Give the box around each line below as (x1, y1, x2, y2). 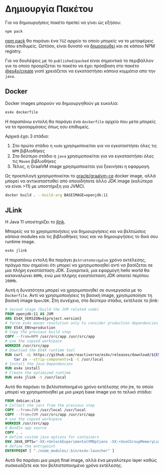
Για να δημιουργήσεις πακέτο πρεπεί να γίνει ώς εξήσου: (5, 20, 122, 25)
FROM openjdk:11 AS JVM (5, 311, 54, 316)
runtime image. (5, 239, 36, 245)
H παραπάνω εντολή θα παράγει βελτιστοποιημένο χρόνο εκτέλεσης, (5, 257, 146, 263)
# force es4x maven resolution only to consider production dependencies (5, 320, 159, 325)
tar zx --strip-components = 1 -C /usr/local (14, 357, 104, 362)
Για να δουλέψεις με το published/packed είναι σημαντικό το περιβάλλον (5, 58, 154, 63)
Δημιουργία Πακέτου (5, 3, 94, 15)
